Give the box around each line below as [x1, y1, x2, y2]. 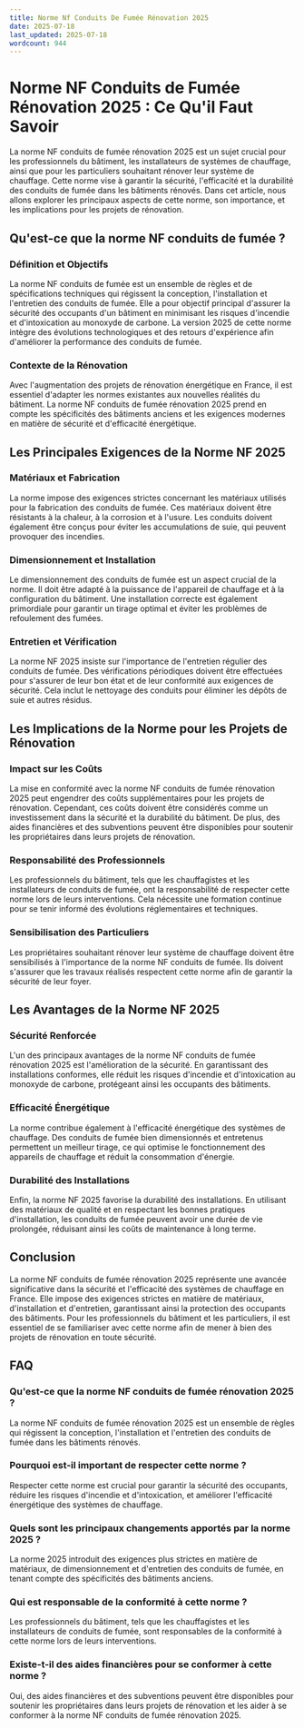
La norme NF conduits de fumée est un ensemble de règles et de [9, 278, 252, 289]
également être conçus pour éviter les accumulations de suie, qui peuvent [9, 521, 287, 532]
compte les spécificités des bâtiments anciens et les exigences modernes [9, 409, 286, 420]
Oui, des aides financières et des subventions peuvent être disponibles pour [9, 1690, 294, 1701]
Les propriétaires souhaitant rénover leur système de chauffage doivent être [9, 946, 295, 958]
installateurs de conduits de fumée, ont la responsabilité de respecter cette [9, 884, 290, 895]
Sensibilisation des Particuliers [9, 926, 150, 939]
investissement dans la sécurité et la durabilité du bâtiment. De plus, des [9, 812, 280, 823]
